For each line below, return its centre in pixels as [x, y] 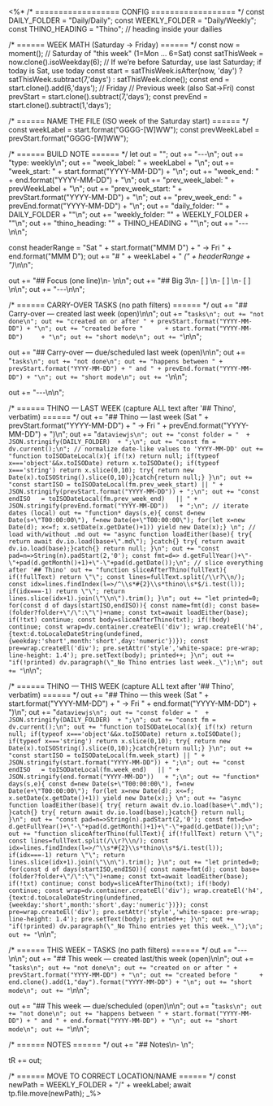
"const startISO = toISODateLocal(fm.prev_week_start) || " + [116, 485]
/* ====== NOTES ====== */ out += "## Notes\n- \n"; [101, 1045]
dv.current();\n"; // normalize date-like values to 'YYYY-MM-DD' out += [136, 449]
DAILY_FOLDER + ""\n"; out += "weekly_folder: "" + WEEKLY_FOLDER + [129, 214]
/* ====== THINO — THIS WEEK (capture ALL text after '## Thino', [121, 686]
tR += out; [25, 1060]
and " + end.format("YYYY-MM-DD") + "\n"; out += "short [139, 1021]
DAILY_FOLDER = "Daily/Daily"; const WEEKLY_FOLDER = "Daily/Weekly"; [132, 20]
